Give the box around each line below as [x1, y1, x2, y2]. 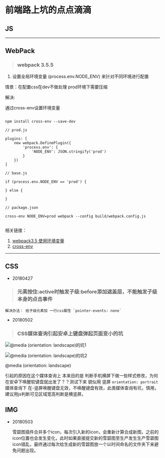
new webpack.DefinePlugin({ [14, 140, 71, 145]
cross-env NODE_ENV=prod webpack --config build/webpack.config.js [5, 214, 146, 219]
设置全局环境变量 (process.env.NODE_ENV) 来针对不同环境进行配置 [12, 73, 149, 79]
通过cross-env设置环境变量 [5, 104, 60, 111]
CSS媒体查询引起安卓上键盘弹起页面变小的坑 [17, 330, 124, 337]
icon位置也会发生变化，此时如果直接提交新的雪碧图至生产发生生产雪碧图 [12, 435, 159, 441]
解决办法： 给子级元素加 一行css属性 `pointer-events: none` [5, 308, 122, 313]
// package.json [5, 205, 38, 210]
